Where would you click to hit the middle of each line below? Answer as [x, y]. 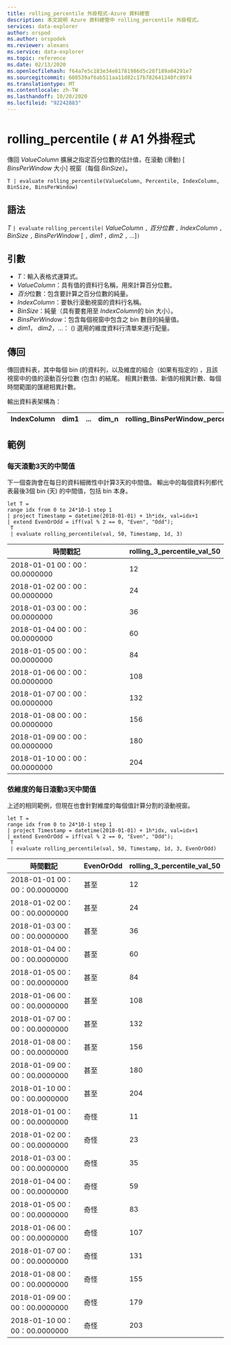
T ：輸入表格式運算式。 [49, 276]
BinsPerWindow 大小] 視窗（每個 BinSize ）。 [69, 168]
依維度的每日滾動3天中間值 [52, 789]
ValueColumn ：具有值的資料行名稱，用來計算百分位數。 [96, 285]
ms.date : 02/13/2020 [37, 65]
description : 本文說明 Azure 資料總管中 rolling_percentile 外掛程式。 [104, 20]
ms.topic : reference [37, 58]
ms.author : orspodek [37, 39]
